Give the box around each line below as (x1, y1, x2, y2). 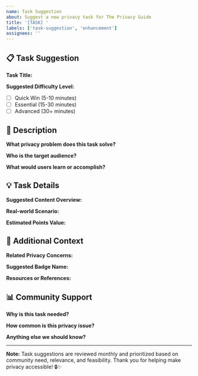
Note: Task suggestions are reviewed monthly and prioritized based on (6, 351, 179, 358)
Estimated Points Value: (6, 219, 66, 226)
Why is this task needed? (6, 311, 70, 318)
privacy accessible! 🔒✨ (6, 363, 62, 371)
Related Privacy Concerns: (6, 251, 73, 259)
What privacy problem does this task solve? (6, 141, 116, 148)
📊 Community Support (6, 292, 93, 302)
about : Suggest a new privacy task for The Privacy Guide (6, 14, 151, 20)
